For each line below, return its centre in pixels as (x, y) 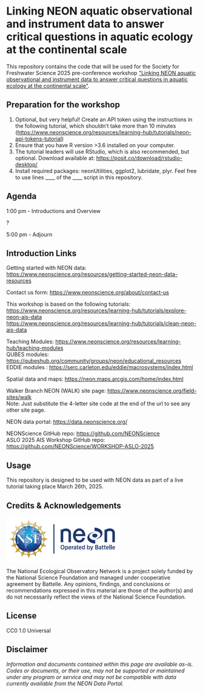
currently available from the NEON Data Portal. (65, 683)
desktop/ (26, 164)
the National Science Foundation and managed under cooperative (88, 578)
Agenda (22, 196)
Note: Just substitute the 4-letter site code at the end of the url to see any (98, 404)
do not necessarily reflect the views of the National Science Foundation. (96, 597)
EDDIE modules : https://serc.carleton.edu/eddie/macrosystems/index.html (100, 367)
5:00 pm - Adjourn (29, 234)
